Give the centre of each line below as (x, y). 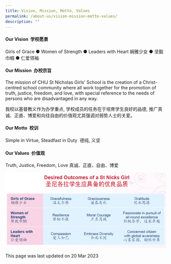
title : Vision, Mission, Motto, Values (48, 11)
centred (14, 87)
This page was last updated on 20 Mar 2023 (52, 256)
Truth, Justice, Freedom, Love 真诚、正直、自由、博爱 (62, 165)
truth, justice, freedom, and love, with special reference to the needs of (80, 93)
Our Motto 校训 (22, 128)
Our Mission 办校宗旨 (29, 70)
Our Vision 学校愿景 (27, 39)
